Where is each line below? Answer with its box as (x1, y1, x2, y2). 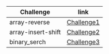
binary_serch (9, 38, 46, 46)
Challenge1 (66, 18, 100, 26)
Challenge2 (66, 28, 100, 36)
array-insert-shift (9, 28, 61, 36)
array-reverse (9, 18, 50, 26)
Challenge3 (66, 38, 100, 46)
